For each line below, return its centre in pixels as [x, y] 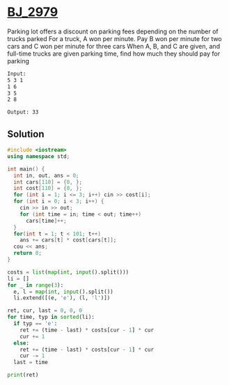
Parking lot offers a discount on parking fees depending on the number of [113, 31]
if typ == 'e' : [35, 324]
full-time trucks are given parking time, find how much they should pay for [114, 54]
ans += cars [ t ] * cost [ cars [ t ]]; [68, 240]
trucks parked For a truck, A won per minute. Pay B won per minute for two [115, 38]
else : [22, 343]
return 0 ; [27, 253]
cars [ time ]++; [46, 221]
